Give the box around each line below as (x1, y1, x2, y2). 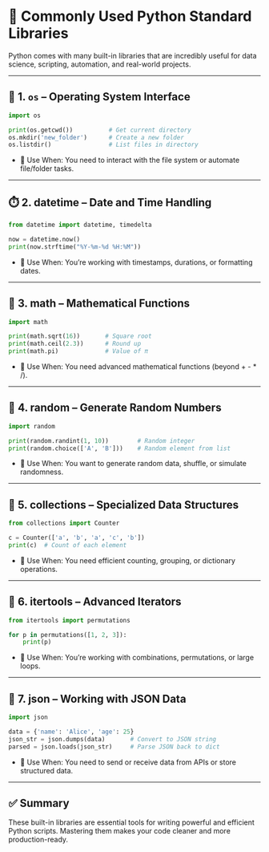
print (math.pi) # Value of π (8, 347, 149, 355)
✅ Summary (8, 797, 70, 810)
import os (8, 112, 42, 120)
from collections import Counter (8, 519, 120, 528)
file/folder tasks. (19, 164, 74, 173)
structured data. (19, 765, 74, 775)
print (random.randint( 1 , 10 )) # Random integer (8, 436, 195, 444)
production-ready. (8, 834, 69, 845)
